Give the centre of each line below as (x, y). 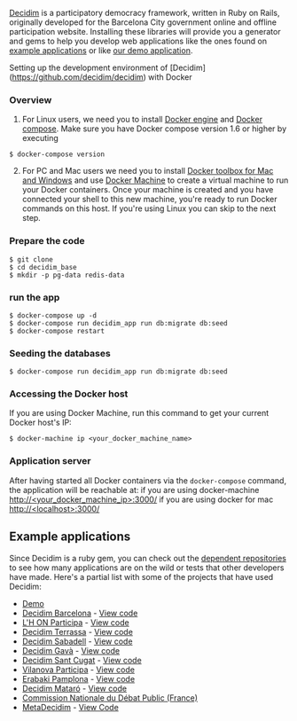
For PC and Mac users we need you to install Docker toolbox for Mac (148, 171)
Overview (31, 99)
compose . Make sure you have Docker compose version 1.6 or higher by (154, 129)
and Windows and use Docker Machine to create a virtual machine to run (155, 180)
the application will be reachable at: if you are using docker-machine (134, 490)
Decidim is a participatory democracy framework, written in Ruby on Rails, (145, 13)
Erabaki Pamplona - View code (78, 678)
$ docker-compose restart (57, 331)
